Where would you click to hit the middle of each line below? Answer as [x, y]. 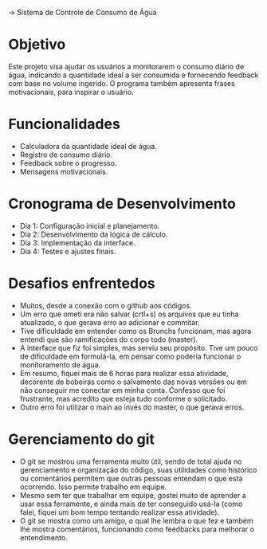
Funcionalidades [65, 124]
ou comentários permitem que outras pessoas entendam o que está [131, 478]
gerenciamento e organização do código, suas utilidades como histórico [138, 469]
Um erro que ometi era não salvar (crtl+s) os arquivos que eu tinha [129, 314]
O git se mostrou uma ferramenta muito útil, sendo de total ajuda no [131, 461]
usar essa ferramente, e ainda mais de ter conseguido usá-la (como [131, 504]
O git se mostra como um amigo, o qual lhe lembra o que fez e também [136, 520]
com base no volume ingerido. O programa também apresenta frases [122, 83]
